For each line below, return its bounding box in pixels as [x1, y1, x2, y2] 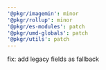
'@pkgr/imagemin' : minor [7, 10, 79, 17]
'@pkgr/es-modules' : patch [7, 23, 85, 30]
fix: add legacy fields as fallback [7, 55, 99, 63]
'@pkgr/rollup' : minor [7, 17, 73, 24]
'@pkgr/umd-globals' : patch [7, 29, 89, 37]
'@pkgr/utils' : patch [7, 36, 70, 43]
